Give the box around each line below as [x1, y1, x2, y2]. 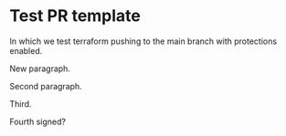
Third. [9, 98, 32, 110]
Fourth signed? [9, 116, 67, 127]
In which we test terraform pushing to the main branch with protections [9, 36, 277, 47]
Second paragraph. [9, 80, 82, 91]
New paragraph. [9, 63, 71, 74]
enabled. [9, 45, 43, 56]
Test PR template [9, 5, 142, 26]
